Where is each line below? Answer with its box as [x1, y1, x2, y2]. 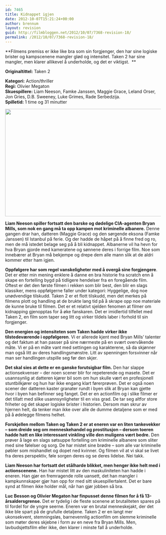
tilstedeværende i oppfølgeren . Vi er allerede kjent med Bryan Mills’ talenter [5, 334, 161, 340]
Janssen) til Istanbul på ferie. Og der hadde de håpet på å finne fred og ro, [5, 236, 157, 242]
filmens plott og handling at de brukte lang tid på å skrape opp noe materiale [5, 298, 161, 304]
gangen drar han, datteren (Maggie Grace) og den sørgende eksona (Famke [5, 231, 160, 237]
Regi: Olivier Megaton [5, 83, 50, 89]
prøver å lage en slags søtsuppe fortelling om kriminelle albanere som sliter [5, 437, 158, 443]
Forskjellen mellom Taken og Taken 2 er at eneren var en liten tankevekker [5, 421, 161, 427]
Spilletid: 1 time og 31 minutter [5, 99, 67, 105]
